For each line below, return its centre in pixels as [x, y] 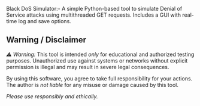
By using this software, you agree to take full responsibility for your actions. [99, 78]
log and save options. [45, 21]
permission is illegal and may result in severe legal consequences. [88, 67]
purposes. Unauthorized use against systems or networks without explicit [97, 60]
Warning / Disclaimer [46, 40]
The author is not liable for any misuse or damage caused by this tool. [92, 85]
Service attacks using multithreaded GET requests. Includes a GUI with [94, 15]
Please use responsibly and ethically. [52, 96]
